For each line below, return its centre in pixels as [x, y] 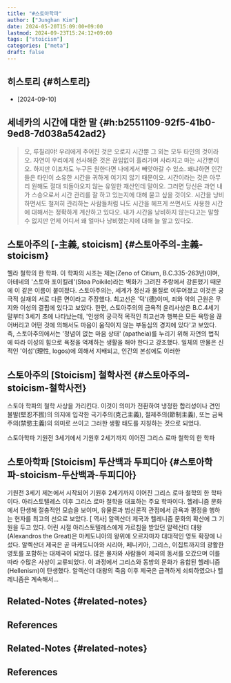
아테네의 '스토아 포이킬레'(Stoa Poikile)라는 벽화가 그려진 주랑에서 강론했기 [108, 282]
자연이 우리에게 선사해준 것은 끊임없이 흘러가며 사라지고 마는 [114, 160]
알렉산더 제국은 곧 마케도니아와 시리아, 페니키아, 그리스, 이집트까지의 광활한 [123, 545]
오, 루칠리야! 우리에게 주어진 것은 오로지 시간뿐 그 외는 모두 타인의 [112, 151]
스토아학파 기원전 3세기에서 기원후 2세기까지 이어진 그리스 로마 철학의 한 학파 [111, 438]
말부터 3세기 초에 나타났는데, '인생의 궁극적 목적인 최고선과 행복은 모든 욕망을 [111, 316]
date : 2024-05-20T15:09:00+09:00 [55, 26]
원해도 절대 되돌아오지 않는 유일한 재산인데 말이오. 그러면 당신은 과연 [123, 186]
